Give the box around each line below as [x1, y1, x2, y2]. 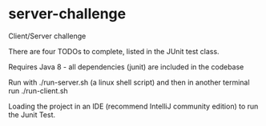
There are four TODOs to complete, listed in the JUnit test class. [8, 46, 220, 56]
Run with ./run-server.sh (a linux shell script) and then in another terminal [8, 77, 250, 87]
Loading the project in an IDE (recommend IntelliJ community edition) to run [8, 101, 259, 111]
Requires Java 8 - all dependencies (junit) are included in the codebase [8, 61, 244, 72]
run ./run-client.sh [8, 85, 68, 96]
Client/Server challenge [8, 31, 87, 41]
